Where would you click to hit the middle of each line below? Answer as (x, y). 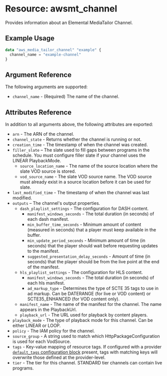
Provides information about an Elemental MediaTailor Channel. (69, 23)
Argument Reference (38, 75)
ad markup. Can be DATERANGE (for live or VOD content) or (89, 294)
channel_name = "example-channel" (45, 55)
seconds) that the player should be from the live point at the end (93, 262)
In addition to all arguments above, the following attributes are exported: (79, 124)
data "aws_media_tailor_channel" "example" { (53, 50)
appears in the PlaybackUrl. (48, 309)
